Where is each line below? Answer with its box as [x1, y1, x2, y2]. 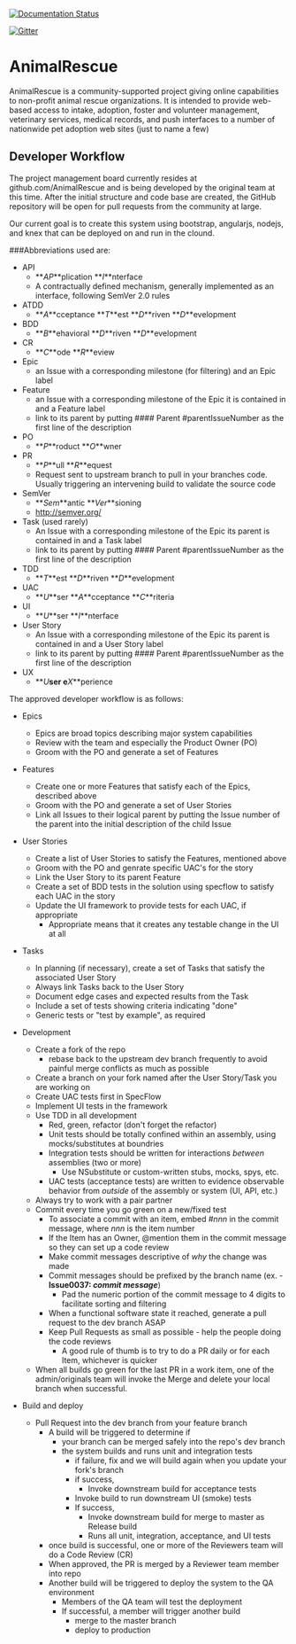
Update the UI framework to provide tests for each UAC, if [34, 900, 247, 910]
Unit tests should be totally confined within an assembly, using [48, 1128, 277, 1139]
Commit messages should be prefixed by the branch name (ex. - [48, 1270, 284, 1281]
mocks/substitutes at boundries [48, 1138, 164, 1149]
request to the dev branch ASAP [48, 1317, 166, 1328]
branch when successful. [34, 1383, 128, 1393]
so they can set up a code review [48, 1242, 170, 1252]
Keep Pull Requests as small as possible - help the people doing [48, 1326, 282, 1337]
